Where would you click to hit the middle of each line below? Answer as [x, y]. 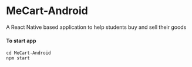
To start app [21, 41]
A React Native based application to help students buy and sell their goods [96, 27]
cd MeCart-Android [28, 53]
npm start [18, 58]
